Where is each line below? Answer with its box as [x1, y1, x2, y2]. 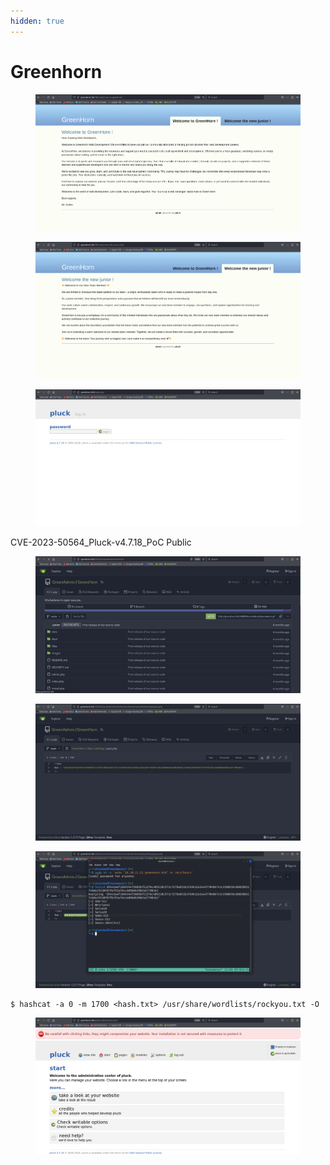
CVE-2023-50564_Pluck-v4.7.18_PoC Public [10, 536, 192, 548]
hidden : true [10, 16, 65, 26]
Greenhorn [10, 60, 103, 83]
